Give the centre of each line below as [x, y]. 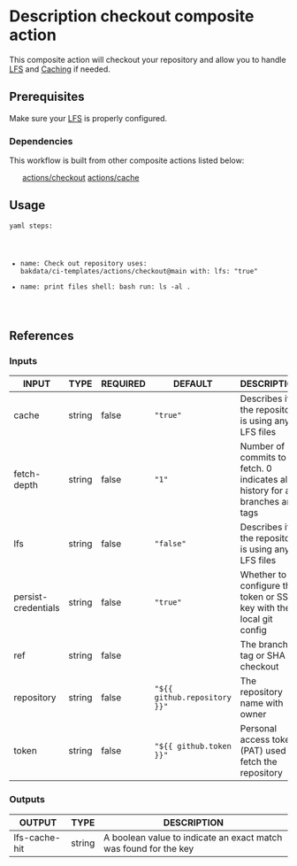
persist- [31, 597]
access [255, 739]
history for [262, 491]
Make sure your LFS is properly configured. [88, 118]
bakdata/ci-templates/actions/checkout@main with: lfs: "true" [139, 271]
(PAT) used [263, 751]
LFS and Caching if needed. [60, 69]
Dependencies [41, 141]
